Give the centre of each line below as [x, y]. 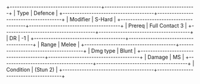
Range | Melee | [60, 44]
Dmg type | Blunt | [113, 51]
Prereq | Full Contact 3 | [157, 25]
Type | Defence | [37, 13]
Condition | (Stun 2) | [32, 70]
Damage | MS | [166, 57]
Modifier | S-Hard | [93, 19]
